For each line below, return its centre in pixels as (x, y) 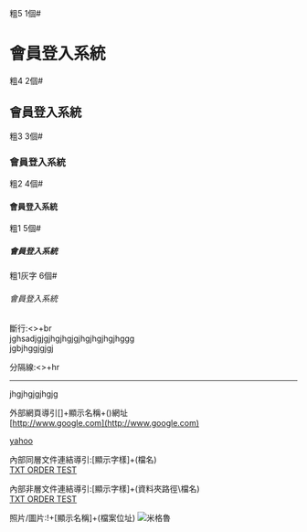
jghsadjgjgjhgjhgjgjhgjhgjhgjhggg (72, 339)
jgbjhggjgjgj (32, 348)
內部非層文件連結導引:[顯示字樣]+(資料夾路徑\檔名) (105, 489)
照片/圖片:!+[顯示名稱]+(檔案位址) (73, 518)
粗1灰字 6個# (33, 276)
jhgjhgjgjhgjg (34, 394)
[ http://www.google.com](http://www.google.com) (104, 423)
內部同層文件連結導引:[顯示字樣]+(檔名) (83, 460)
